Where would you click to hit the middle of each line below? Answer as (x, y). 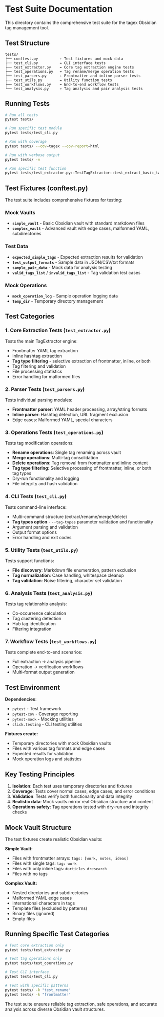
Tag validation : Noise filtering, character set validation (67, 580)
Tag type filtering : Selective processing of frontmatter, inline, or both (82, 468)
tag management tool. (27, 27)
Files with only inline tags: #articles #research (60, 868)
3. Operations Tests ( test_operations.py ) (54, 432)
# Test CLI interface (27, 972)
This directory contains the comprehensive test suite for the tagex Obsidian (81, 23)
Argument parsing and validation (45, 527)
